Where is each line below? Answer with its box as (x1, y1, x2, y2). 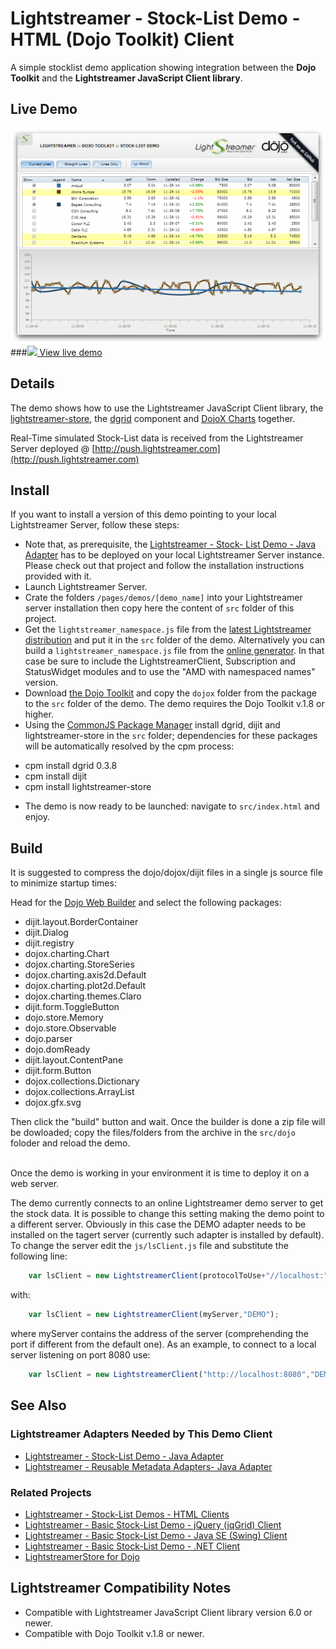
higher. (24, 708, 54, 721)
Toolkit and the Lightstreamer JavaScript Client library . (10, 72, 243, 84)
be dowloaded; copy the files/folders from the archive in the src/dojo (10, 1127, 296, 1139)
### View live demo (10, 346, 103, 358)
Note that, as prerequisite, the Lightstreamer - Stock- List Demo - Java (24, 538, 317, 551)
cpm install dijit (24, 770, 88, 782)
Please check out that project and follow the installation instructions (24, 560, 305, 572)
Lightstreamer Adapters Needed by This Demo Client (10, 1427, 273, 1441)
